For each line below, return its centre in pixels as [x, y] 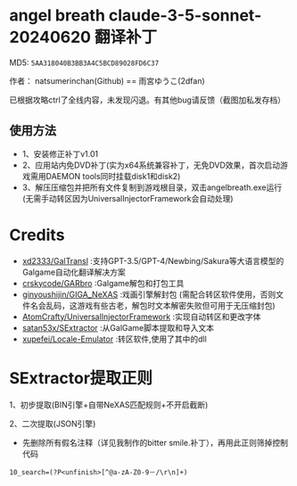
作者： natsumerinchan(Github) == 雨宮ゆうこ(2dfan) [107, 80]
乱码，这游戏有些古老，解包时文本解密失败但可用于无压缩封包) [161, 305]
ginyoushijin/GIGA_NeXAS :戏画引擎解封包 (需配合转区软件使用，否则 [149, 294]
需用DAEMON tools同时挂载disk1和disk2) [105, 176]
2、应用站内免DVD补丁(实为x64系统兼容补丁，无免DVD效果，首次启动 [151, 165]
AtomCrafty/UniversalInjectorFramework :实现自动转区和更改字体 [141, 317]
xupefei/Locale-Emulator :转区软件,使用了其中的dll [114, 339]
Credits [37, 235]
